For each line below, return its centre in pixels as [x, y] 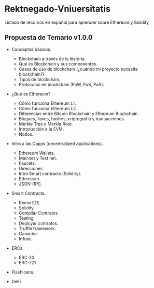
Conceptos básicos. [31, 49]
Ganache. [28, 233]
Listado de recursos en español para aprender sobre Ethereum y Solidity [77, 22]
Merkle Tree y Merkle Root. [46, 124]
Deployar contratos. [38, 223]
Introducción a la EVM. [41, 129]
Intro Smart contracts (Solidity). [50, 174]
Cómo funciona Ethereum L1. [47, 103]
